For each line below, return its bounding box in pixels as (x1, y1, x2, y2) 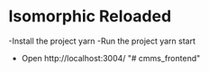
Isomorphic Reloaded (8, 6, 172, 27)
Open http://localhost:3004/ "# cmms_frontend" (21, 52, 201, 63)
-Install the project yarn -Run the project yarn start (8, 36, 195, 46)
